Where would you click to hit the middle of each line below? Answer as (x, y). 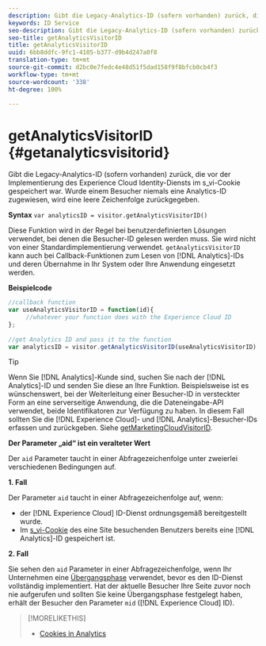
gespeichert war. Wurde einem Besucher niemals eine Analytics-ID (118, 191)
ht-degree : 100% (35, 89)
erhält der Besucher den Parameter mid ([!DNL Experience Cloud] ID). (122, 603)
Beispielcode (30, 288)
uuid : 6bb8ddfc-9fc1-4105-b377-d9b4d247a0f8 (83, 52)
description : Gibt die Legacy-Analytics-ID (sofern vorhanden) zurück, (129, 15)
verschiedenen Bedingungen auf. (62, 467)
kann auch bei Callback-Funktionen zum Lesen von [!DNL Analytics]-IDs (126, 256)
